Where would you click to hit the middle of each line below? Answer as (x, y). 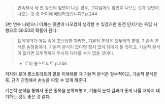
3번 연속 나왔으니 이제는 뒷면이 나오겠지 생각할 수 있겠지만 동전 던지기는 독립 (79, 24)
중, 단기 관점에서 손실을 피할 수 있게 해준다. (46, 80)
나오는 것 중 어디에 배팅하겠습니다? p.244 (57, 14)
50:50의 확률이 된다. (38, 30)
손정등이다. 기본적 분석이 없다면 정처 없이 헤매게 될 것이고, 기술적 (89, 47)
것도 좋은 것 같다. (34, 97)
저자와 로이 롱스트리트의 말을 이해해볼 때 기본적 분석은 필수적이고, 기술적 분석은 (81, 74)
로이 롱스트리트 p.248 (46, 64)
